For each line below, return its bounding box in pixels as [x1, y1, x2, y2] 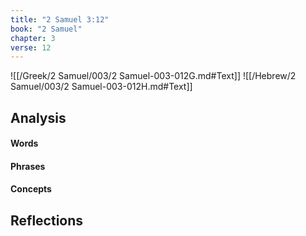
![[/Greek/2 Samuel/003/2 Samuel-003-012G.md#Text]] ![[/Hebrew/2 [10, 70, 297, 82]
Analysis [10, 109, 67, 126]
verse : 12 [10, 42, 52, 53]
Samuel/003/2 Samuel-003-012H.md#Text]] [10, 81, 193, 93]
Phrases [10, 160, 46, 172]
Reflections [10, 212, 84, 229]
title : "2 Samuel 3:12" [10, 14, 110, 25]
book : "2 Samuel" [10, 24, 83, 34]
